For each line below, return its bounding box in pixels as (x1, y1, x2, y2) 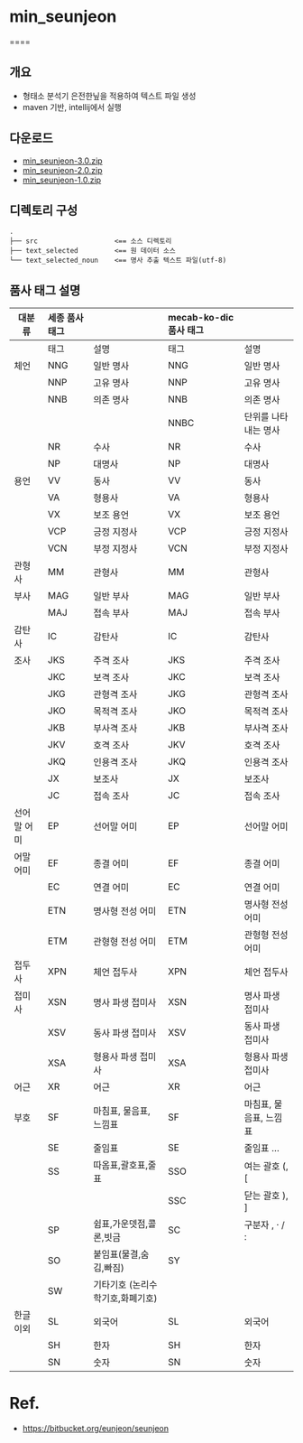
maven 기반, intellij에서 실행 (22, 101, 122, 112)
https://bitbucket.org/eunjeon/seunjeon (22, 1423, 170, 1434)
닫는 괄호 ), (243, 1189, 289, 1202)
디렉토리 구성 (9, 202, 78, 218)
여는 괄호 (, (243, 1160, 289, 1173)
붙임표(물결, (93, 1248, 142, 1261)
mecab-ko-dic (168, 312, 234, 324)
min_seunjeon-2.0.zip (22, 164, 103, 175)
